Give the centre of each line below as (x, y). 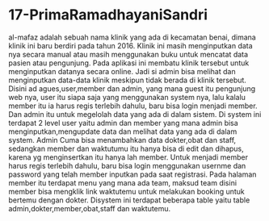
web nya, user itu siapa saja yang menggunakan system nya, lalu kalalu (127, 97)
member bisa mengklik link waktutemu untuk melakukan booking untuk (126, 191)
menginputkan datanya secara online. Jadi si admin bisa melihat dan (122, 71)
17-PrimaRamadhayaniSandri (108, 15)
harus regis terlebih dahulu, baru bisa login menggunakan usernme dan (127, 165)
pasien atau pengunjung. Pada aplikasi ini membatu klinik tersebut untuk (129, 63)
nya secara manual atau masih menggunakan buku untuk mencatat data (128, 54)
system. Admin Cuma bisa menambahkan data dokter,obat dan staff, (122, 140)
